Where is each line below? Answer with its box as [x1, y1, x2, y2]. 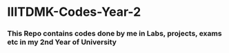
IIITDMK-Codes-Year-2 [7, 4, 141, 20]
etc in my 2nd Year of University [7, 37, 117, 47]
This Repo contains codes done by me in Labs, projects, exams [7, 29, 222, 39]
